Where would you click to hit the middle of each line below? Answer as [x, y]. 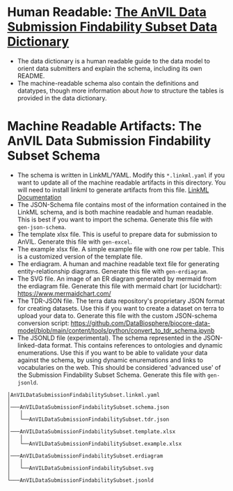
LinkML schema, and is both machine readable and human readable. [115, 212]
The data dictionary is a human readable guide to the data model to [114, 61]
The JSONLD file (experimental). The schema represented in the [109, 338]
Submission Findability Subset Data [112, 27]
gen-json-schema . [42, 226]
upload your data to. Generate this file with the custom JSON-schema [117, 315]
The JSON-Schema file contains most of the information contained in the [122, 204]
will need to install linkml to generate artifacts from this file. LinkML [113, 189]
